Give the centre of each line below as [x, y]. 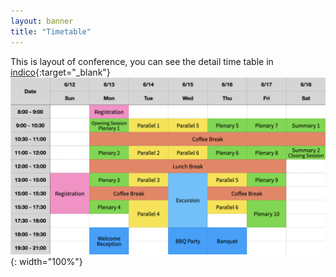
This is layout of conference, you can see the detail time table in [142, 61]
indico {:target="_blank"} [60, 72]
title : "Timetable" [51, 31]
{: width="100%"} [46, 261]
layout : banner [42, 21]
